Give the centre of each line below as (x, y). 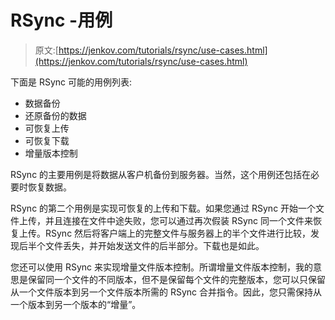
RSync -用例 (61, 20)
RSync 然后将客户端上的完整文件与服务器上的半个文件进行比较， (178, 233)
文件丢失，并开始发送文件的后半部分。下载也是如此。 (154, 245)
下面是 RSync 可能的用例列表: (71, 82)
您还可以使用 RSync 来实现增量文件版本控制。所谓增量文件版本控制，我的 (162, 267)
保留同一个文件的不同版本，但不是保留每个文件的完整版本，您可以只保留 (176, 279)
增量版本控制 (51, 153)
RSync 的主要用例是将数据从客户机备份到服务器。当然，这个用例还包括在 (161, 174)
